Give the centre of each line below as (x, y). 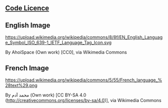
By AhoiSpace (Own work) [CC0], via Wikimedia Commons (66, 52)
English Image (28, 25)
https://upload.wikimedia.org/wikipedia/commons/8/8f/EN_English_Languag (84, 37)
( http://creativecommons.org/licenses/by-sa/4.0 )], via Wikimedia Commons (83, 100)
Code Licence (27, 8)
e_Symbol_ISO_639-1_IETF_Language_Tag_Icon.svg (58, 42)
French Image (27, 68)
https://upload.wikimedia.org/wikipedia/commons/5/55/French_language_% (84, 80)
